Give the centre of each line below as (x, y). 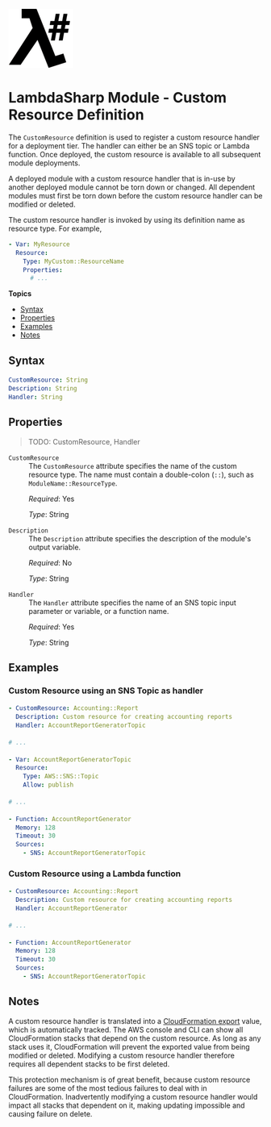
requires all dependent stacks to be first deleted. (89, 1064)
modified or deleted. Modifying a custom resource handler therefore (122, 1055)
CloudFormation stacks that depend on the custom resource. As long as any (135, 1038)
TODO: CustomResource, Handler (84, 441)
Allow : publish (48, 785)
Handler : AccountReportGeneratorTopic (81, 725)
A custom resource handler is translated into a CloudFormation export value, (135, 1021)
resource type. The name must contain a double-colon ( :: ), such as (141, 474)
